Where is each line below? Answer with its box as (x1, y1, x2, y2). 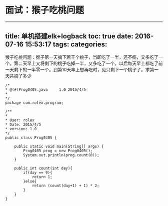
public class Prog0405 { (5, 135, 57, 140)
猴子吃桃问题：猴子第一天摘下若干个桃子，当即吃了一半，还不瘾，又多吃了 (5, 54, 158, 60)
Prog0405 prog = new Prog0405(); (23, 148, 93, 153)
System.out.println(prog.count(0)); (23, 153, 99, 158)
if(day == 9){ (23, 170, 52, 175)
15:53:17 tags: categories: (24, 40, 107, 49)
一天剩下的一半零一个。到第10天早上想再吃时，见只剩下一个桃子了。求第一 (5, 66, 159, 72)
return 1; (31, 174, 52, 180)
